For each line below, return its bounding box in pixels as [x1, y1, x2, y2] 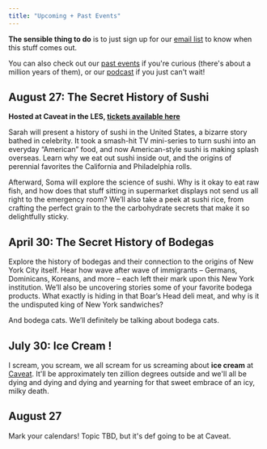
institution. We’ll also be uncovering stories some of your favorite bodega [8, 282, 252, 292]
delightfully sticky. [8, 212, 70, 222]
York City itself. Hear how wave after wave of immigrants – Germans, [8, 265, 238, 275]
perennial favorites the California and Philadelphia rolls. [8, 162, 193, 172]
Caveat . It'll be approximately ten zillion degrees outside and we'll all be [8, 369, 247, 379]
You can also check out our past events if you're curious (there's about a [8, 58, 251, 68]
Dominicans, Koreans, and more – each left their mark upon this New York [8, 274, 255, 284]
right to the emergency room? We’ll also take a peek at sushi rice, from [8, 195, 244, 205]
